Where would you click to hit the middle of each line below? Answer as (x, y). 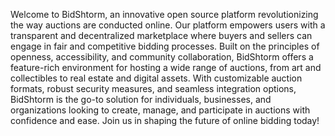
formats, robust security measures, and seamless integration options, (153, 88)
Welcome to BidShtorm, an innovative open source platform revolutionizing (164, 14)
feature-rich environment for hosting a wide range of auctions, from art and (166, 67)
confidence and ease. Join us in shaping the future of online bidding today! (165, 120)
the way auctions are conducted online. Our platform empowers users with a (168, 25)
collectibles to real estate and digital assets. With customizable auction (156, 78)
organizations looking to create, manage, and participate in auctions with (160, 110)
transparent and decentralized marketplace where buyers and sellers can (161, 35)
